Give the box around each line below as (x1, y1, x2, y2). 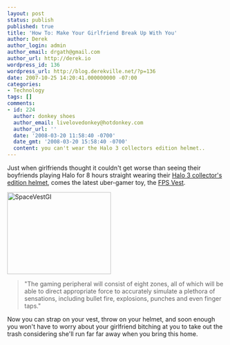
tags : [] (7, 94, 32, 101)
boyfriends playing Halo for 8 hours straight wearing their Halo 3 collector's (7, 171, 222, 179)
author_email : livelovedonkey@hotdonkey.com (13, 119, 144, 126)
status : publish (7, 17, 54, 23)
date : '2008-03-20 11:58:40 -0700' (13, 132, 116, 139)
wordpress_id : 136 (7, 61, 60, 68)
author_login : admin (7, 42, 67, 49)
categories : (7, 81, 41, 88)
